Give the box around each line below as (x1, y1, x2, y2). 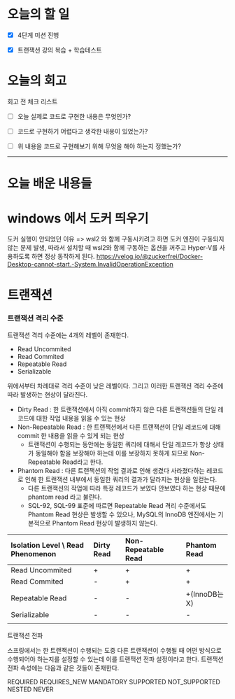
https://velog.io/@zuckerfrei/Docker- (97, 253, 204, 261)
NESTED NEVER (7, 685, 54, 693)
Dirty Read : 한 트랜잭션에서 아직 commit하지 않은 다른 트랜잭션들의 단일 (17, 405, 217, 414)
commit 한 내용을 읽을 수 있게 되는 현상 (17, 431, 124, 439)
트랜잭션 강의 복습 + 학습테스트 (17, 46, 103, 54)
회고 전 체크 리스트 (7, 97, 58, 106)
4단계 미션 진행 (17, 31, 59, 39)
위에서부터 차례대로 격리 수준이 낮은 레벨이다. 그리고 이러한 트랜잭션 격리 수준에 (7, 381, 224, 390)
